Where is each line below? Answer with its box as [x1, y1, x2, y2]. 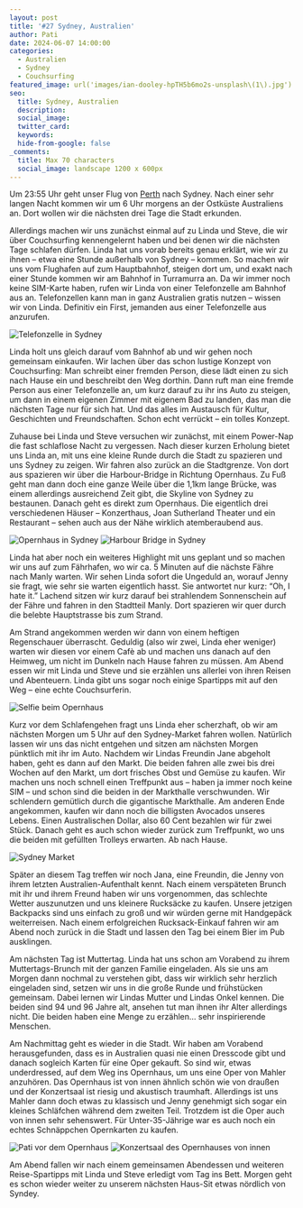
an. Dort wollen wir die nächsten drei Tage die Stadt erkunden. [9, 208, 242, 219]
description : [17, 105, 67, 114]
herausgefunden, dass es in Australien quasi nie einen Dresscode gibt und [9, 1048, 286, 1059]
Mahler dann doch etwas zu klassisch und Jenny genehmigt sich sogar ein [9, 1096, 287, 1107]
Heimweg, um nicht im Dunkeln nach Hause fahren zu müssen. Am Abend [9, 655, 284, 667]
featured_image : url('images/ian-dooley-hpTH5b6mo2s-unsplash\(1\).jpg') [9, 80, 293, 89]
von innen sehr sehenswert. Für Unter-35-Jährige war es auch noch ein [9, 1115, 276, 1126]
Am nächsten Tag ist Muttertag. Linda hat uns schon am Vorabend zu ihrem [9, 954, 290, 965]
